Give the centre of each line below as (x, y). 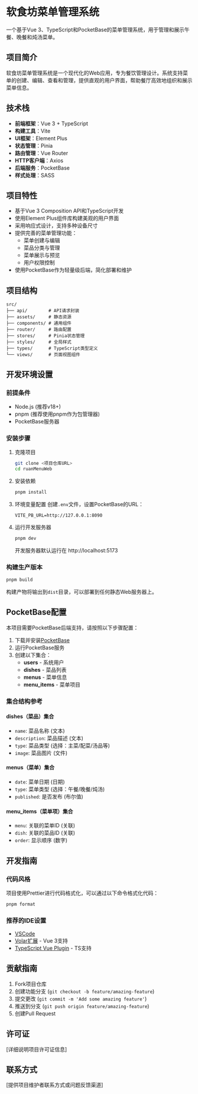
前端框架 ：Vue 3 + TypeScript (51, 123)
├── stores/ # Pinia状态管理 (46, 336)
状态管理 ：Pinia (34, 145)
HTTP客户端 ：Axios (39, 160)
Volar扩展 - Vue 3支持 (41, 941)
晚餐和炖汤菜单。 (37, 37)
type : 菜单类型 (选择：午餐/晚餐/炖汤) (60, 789)
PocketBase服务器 (37, 421)
